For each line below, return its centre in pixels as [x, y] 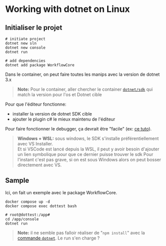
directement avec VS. [39, 165]
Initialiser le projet [34, 28]
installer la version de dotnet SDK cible [52, 114]
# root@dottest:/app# [28, 215]
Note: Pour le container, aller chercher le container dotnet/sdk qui [85, 89]
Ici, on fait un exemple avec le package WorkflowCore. [61, 192]
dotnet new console [25, 48]
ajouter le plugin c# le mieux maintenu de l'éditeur [64, 119]
